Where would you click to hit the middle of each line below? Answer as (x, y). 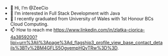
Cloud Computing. (29, 24)
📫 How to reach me (31, 30)
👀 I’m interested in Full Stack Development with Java (65, 13)
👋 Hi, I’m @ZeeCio (29, 8)
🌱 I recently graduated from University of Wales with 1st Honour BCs (82, 19)
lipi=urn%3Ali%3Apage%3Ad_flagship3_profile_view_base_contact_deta (86, 43)
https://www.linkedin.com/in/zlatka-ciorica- (99, 30)
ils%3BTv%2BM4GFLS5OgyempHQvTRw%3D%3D (64, 48)
